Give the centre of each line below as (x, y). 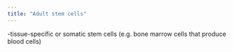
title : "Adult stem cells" (47, 14)
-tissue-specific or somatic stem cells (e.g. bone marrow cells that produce (117, 34)
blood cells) (24, 41)
